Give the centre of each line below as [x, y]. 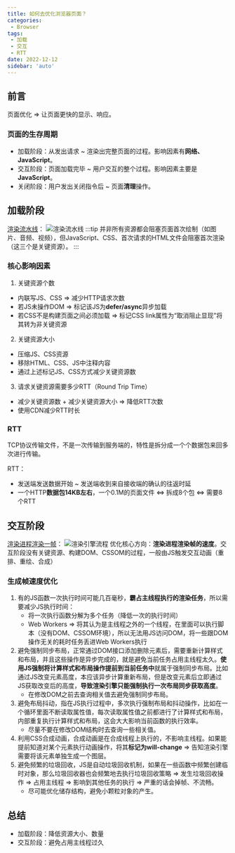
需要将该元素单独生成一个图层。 [63, 756]
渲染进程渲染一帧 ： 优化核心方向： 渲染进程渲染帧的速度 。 [114, 543]
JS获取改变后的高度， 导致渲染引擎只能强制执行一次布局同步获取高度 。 [120, 686]
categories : [25, 20]
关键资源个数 [36, 282]
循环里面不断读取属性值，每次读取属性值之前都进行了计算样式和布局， [125, 712]
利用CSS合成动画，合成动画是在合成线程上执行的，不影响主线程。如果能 [122, 738]
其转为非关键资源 [42, 324]
